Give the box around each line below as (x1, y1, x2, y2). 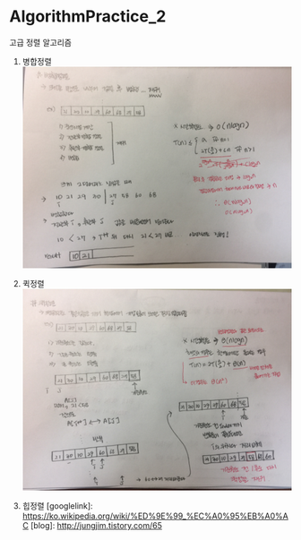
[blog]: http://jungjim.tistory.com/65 (30, 520, 163, 531)
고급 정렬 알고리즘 (9, 37, 72, 47)
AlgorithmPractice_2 (9, 6, 167, 27)
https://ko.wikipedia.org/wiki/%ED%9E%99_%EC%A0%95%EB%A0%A (21, 510, 288, 521)
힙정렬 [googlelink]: (21, 501, 93, 511)
